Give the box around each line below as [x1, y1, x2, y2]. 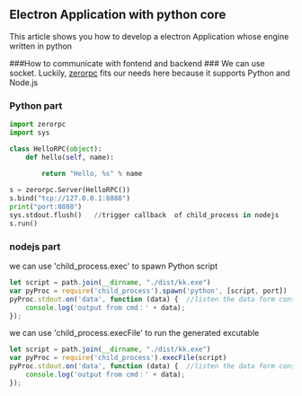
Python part [9, 99, 63, 111]
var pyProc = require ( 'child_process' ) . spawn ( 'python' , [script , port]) [9, 286, 288, 295]
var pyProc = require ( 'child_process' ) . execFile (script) [9, 354, 227, 363]
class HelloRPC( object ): [9, 144, 102, 154]
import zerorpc [9, 120, 67, 129]
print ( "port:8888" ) [9, 202, 83, 212]
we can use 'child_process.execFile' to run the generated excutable [9, 328, 260, 339]
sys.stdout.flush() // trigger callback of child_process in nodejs [9, 210, 280, 219]
